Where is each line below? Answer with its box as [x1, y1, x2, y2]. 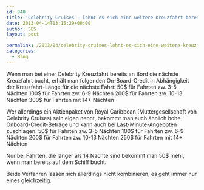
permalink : [6, 42, 34, 49]
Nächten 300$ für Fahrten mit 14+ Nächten [6, 96, 114, 103]
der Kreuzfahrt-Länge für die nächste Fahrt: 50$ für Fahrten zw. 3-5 [6, 83, 177, 90]
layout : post [6, 32, 39, 38]
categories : [6, 48, 36, 55]
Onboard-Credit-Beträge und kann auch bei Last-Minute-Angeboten [6, 121, 177, 128]
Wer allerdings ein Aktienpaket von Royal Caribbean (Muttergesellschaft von [6, 107, 197, 115]
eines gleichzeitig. [6, 177, 52, 184]
